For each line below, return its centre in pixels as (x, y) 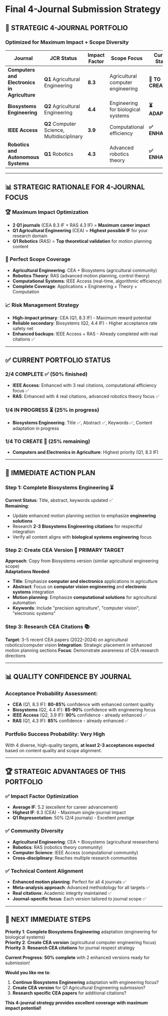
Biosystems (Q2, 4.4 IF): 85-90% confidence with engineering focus (84, 710)
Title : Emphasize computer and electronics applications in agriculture (85, 581)
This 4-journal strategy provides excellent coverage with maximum (77, 1002)
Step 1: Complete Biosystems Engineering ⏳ (59, 487)
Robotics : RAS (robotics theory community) (57, 847)
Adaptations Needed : (28, 572)
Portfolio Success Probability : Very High (55, 734)
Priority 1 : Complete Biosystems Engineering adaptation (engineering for (81, 932)
